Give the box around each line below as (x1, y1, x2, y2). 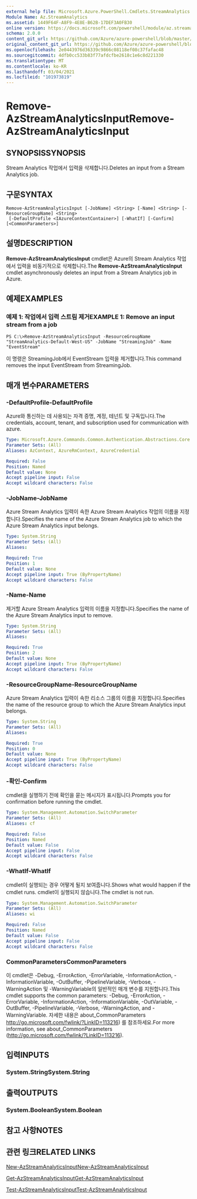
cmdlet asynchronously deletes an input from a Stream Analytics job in (6, 269, 177, 276)
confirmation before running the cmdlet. (6, 798, 103, 805)
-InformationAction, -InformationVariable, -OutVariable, (40, 998, 174, 1005)
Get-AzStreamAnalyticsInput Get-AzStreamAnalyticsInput (6, 1174, 144, 1181)
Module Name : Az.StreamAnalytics (6, 14, 88, 20)
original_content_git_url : (6, 42, 72, 48)
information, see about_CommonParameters (6, 1025, 113, 1033)
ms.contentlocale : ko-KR (6, 63, 67, 69)
